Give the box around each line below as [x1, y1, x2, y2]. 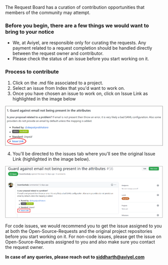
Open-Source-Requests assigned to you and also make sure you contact [5, 239, 155, 245]
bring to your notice [5, 28, 54, 35]
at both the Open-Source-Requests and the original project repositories [5, 228, 152, 234]
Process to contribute [5, 68, 59, 75]
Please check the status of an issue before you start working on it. [12, 56, 149, 62]
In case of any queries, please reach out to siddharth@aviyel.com [5, 254, 145, 260]
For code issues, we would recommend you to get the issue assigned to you [5, 223, 162, 229]
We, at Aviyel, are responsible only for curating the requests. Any [12, 40, 146, 46]
